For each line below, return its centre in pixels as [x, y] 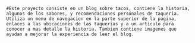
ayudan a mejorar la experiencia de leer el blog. [70, 34]
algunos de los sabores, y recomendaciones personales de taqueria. [93, 14]
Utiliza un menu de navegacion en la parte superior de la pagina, [92, 19]
